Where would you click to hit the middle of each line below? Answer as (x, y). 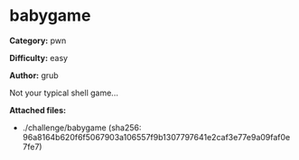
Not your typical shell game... (64, 93)
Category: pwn (38, 40)
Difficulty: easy (39, 58)
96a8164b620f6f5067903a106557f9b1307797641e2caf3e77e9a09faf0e (156, 137)
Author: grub (34, 75)
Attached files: (37, 110)
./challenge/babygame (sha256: (82, 128)
